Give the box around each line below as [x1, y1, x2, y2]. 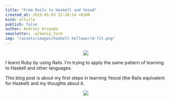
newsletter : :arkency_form [5, 31, 63, 36]
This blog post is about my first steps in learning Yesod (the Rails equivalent [5, 74, 165, 81]
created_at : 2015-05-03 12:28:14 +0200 [5, 12, 90, 17]
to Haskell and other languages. [5, 65, 72, 71]
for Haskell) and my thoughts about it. [5, 80, 85, 86]
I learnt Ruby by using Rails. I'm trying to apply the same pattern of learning [5, 59, 164, 65]
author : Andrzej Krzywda [5, 27, 58, 32]
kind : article [5, 17, 36, 22]
